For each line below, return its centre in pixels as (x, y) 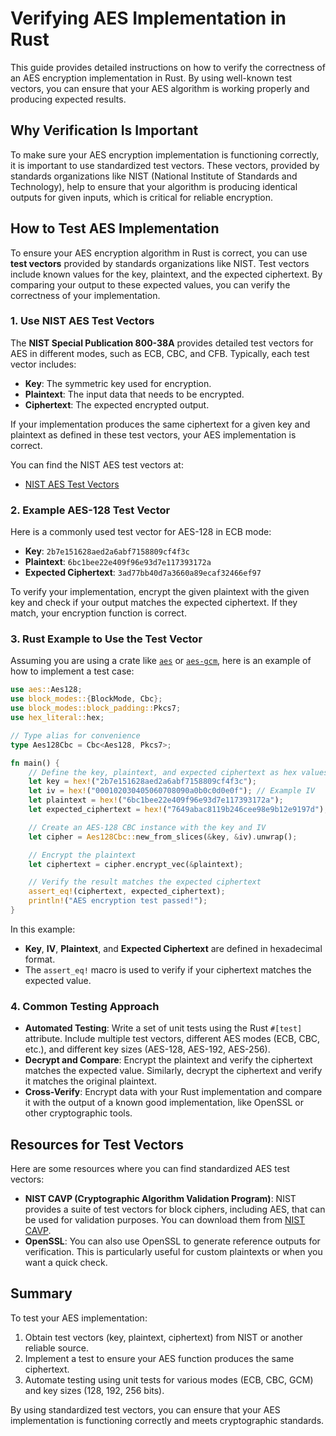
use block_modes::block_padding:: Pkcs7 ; (96, 708)
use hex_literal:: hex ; (57, 718)
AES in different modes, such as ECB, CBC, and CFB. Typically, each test (160, 353)
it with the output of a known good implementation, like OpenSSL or (164, 1103)
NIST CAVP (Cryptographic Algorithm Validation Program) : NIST (160, 1199)
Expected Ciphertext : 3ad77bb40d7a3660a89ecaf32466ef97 (143, 573)
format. (40, 959)
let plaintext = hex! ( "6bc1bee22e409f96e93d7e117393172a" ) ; (156, 800)
